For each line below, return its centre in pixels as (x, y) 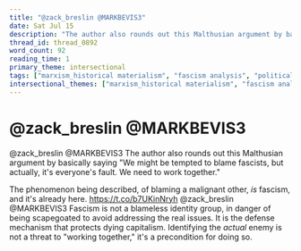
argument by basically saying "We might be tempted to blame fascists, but (146, 163)
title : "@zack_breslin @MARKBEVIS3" (77, 17)
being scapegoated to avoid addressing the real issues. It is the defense (142, 218)
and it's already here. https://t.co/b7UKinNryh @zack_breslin (122, 198)
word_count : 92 (38, 51)
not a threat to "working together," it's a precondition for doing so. (131, 237)
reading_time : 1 (39, 59)
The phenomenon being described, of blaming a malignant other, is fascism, (150, 189)
